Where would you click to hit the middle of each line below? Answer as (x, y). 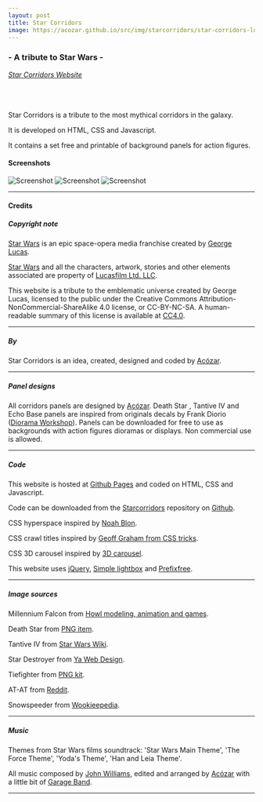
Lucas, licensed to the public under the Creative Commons (103, 299)
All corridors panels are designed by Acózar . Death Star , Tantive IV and (124, 406)
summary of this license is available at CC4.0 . (112, 315)
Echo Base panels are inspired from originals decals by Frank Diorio (117, 414)
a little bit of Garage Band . (50, 782)
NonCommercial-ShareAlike (53, 308)
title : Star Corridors (45, 23)
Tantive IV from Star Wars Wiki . (58, 644)
